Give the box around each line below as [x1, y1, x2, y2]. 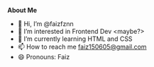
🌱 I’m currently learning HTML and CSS [17, 35, 133, 43]
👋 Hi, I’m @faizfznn [17, 20, 74, 28]
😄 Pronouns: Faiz [17, 53, 70, 61]
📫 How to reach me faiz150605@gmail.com [17, 42, 147, 51]
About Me [7, 6, 38, 14]
